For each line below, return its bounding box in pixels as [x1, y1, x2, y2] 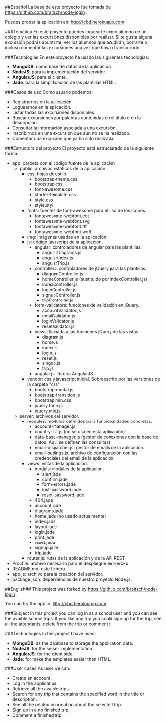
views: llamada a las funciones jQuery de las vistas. [34, 329, 140, 334]
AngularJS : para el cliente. [12, 74, 67, 80]
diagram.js [42, 334, 63, 340]
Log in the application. [12, 680, 58, 686]
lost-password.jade [42, 487, 82, 492]
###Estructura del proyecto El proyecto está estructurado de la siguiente [5, 145, 154, 151]
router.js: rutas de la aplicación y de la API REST [27, 555, 125, 561]
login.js [42, 350, 57, 356]
